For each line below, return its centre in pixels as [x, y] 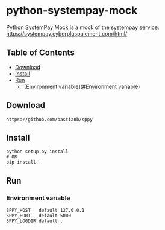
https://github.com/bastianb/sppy [50, 119]
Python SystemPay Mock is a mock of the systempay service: [83, 27]
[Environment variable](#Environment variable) [82, 86]
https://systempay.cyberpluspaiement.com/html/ [67, 33]
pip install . [24, 162]
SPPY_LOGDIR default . [35, 221]
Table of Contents [41, 53]
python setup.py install [37, 152]
